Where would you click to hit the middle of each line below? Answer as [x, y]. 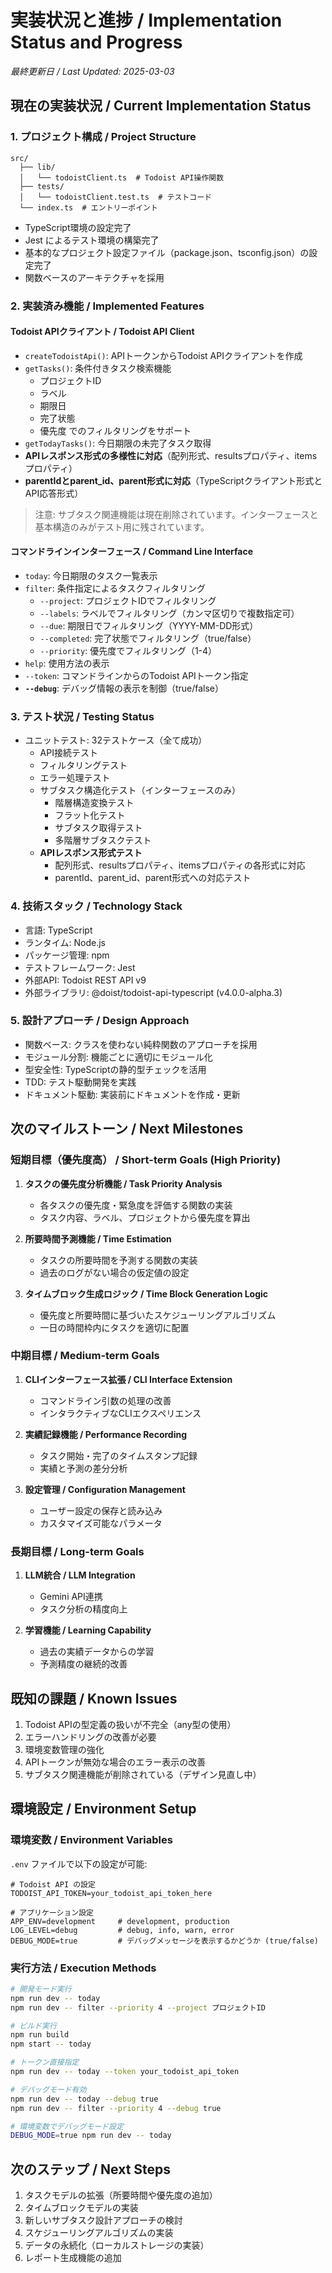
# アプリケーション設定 [52, 1912]
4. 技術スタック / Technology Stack [96, 906]
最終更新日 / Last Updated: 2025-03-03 [92, 71]
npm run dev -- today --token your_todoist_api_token [125, 2072]
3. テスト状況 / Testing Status [82, 716]
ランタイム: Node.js [65, 942]
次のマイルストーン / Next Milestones [127, 1129]
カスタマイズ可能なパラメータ [101, 1523]
